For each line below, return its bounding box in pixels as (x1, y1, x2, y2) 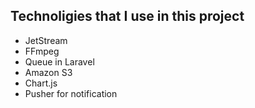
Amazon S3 (24, 66, 73, 78)
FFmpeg (24, 45, 60, 57)
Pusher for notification (24, 87, 118, 99)
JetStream (24, 34, 68, 46)
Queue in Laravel (24, 55, 95, 68)
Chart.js (24, 77, 58, 89)
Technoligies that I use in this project (10, 8, 245, 25)
